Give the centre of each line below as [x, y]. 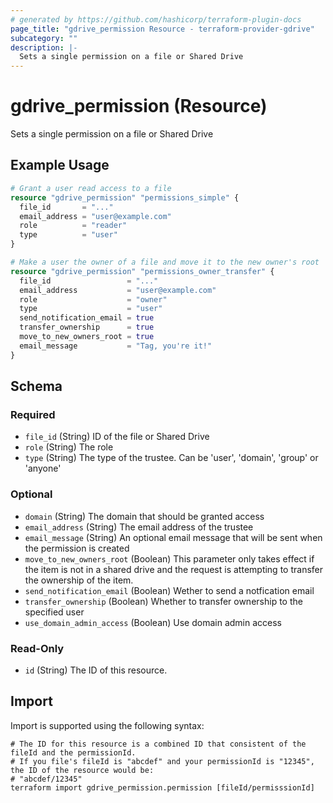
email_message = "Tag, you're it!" [116, 346]
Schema [36, 386]
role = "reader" [73, 226]
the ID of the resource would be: [82, 770]
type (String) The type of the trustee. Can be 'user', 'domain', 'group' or [171, 458]
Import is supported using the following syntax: [107, 725]
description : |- [44, 47]
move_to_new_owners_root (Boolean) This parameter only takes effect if [169, 558]
